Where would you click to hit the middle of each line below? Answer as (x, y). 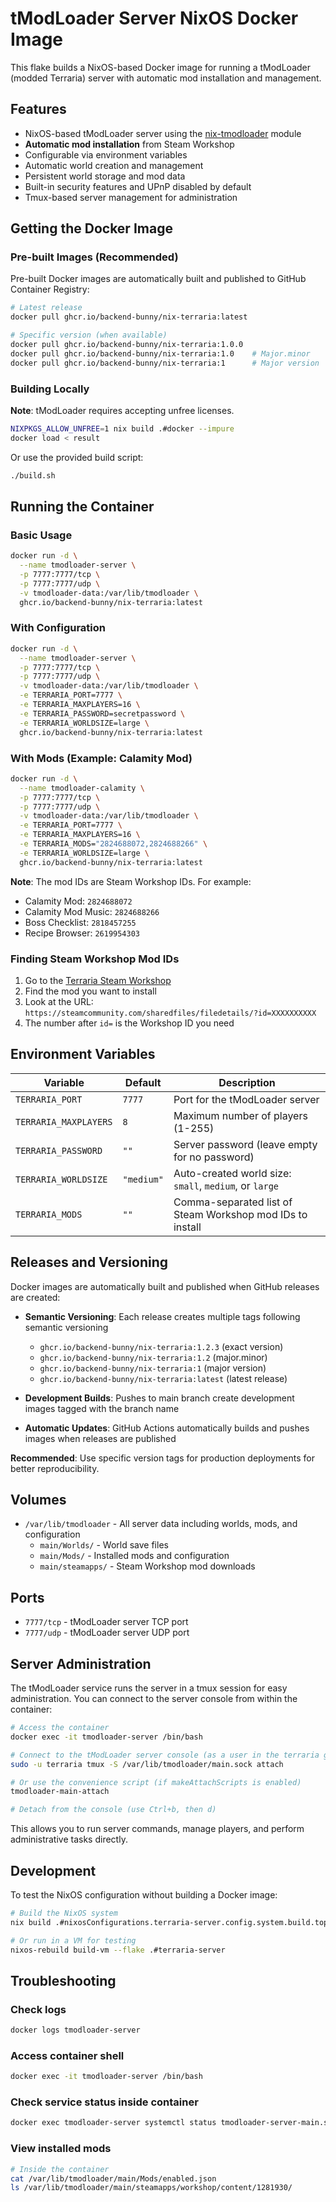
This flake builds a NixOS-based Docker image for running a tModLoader (160, 67)
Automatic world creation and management (114, 165)
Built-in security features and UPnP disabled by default (138, 186)
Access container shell (67, 2055)
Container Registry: (50, 289)
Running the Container (82, 506)
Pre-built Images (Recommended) (94, 257)
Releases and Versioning (89, 1262)
